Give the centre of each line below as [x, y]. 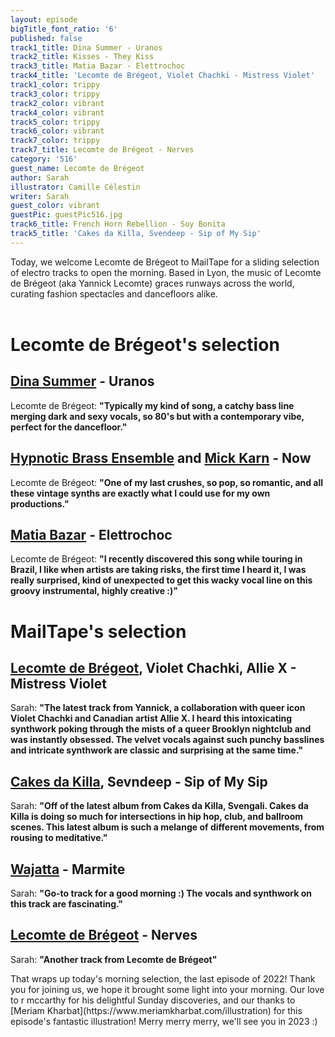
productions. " [40, 503]
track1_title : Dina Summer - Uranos [86, 47]
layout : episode [44, 19]
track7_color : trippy [55, 141]
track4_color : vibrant [57, 112]
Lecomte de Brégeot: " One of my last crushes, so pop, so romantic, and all [167, 482]
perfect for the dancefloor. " [69, 427]
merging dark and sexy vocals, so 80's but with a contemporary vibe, [157, 416]
